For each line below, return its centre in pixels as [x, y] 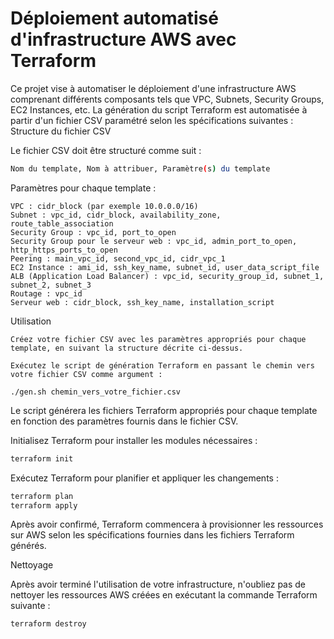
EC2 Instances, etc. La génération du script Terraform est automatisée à [159, 109]
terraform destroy [48, 624]
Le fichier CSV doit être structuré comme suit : [106, 150]
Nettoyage [32, 565]
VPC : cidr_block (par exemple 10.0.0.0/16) [104, 206]
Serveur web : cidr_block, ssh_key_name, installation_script [142, 302]
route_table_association [62, 223]
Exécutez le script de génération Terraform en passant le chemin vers [162, 365]
